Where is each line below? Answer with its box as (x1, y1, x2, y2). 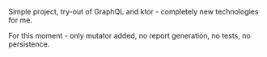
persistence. (8, 39, 50, 49)
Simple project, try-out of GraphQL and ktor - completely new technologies (8, 7, 259, 16)
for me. (8, 15, 32, 25)
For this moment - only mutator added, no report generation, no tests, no (8, 31, 251, 40)
